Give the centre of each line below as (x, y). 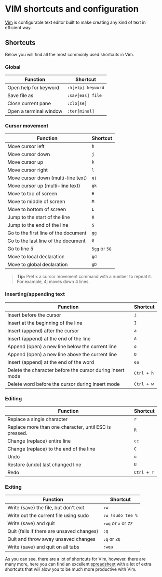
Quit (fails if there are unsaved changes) (53, 531)
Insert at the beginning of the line (45, 323)
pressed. (17, 433)
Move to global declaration (38, 265)
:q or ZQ (112, 539)
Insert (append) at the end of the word (51, 362)
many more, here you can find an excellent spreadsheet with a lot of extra (78, 564)
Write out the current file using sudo (48, 515)
